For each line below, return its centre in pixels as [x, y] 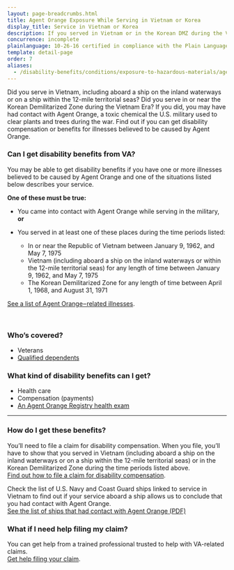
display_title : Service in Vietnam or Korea [73, 26]
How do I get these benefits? [57, 431]
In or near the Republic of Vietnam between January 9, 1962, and [121, 245]
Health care [34, 391]
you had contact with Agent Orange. [59, 503]
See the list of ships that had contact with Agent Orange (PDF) [97, 511]
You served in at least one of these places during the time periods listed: [121, 232]
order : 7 [20, 59]
